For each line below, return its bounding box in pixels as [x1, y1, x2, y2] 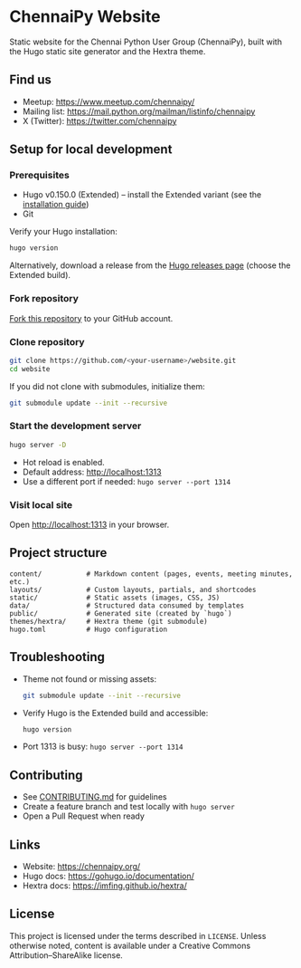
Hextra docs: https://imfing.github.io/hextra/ [22, 880, 187, 891]
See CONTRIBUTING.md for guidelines [22, 791, 167, 802]
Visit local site [9, 498, 73, 511]
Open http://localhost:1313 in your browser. [9, 519, 170, 530]
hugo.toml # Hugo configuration [9, 625, 168, 634]
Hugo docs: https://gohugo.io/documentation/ [22, 871, 194, 881]
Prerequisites [9, 169, 70, 182]
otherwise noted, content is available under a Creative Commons [9, 940, 251, 951]
